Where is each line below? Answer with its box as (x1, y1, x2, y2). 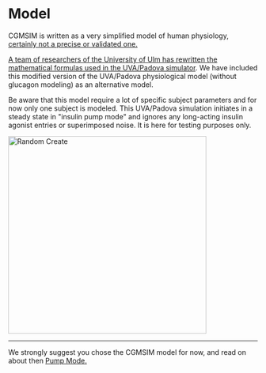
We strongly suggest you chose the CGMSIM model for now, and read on (8, 347, 247, 356)
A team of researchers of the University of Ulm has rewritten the (8, 55, 218, 64)
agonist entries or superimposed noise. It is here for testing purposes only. (8, 120, 252, 130)
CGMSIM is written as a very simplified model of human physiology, (8, 31, 230, 40)
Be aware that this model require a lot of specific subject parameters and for (8, 95, 257, 104)
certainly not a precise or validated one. (8, 39, 139, 48)
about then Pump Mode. (8, 356, 87, 365)
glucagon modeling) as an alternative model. (8, 80, 154, 89)
